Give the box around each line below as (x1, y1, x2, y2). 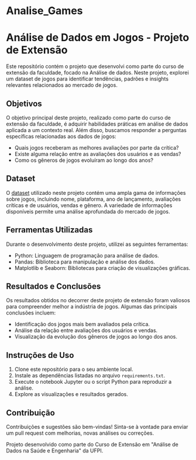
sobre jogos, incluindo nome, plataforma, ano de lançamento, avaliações (6, 195, 181, 202)
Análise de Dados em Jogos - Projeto (6, 31, 190, 45)
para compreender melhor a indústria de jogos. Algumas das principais (6, 303, 177, 310)
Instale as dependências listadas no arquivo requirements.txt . (14, 372, 166, 379)
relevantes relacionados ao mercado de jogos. (6, 82, 118, 89)
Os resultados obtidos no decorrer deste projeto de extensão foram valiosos (6, 297, 190, 304)
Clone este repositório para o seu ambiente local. (14, 366, 133, 373)
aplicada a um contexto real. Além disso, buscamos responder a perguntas (6, 126, 187, 133)
